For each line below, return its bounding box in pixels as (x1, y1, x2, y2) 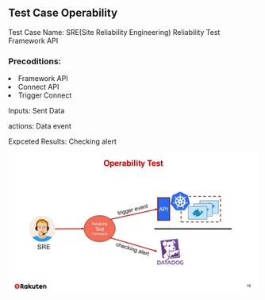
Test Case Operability (8, 6, 117, 20)
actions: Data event (8, 121, 71, 131)
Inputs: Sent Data (8, 106, 65, 116)
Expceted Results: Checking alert (8, 137, 117, 146)
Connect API (18, 83, 60, 92)
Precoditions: (8, 56, 62, 67)
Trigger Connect (18, 90, 72, 100)
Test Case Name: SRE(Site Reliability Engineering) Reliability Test (8, 27, 221, 37)
